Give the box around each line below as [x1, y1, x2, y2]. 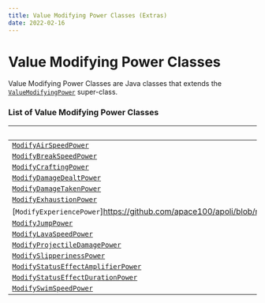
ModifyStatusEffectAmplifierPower [12, 262, 142, 271]
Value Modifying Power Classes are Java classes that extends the [8, 79, 222, 88]
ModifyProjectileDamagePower [12, 240, 121, 249]
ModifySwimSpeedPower [12, 283, 93, 293]
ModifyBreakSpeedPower [12, 151, 97, 160]
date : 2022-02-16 [8, 19, 65, 27]
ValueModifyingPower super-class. [8, 88, 118, 97]
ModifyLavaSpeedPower [12, 230, 93, 238]
